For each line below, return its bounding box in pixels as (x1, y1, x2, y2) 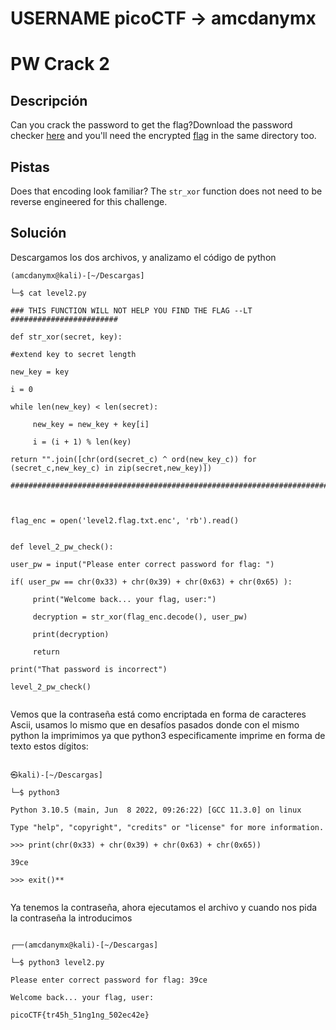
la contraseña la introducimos (10, 912, 133, 924)
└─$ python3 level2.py (10, 957, 105, 967)
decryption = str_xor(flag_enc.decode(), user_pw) (32, 612, 248, 622)
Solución (10, 225, 67, 242)
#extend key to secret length (10, 349, 137, 359)
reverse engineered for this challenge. (10, 196, 168, 207)
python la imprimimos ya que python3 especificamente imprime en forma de (10, 729, 326, 741)
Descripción (10, 92, 88, 109)
